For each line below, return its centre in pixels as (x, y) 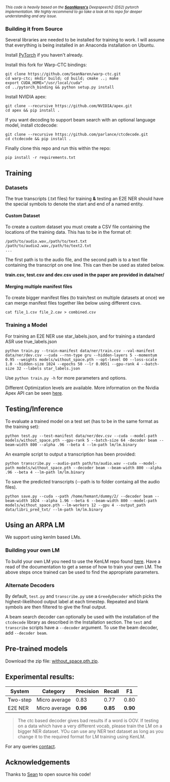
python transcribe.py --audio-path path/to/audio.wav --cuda (71, 463)
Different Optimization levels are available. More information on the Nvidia (82, 388)
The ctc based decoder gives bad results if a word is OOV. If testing (88, 720)
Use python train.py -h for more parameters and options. (66, 378)
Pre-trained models (36, 649)
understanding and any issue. (31, 16)
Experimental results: (40, 677)
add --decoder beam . (27, 633)
